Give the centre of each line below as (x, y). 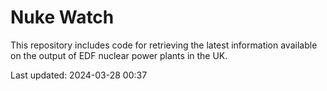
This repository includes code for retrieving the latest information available (164, 45)
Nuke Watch (62, 17)
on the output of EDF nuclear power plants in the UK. (119, 55)
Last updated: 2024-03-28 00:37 (79, 75)
